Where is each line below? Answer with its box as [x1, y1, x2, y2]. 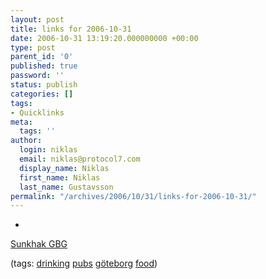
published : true [10, 61, 78, 71]
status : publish [10, 80, 78, 90]
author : [10, 136, 43, 146]
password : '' [10, 71, 65, 81]
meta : [10, 117, 33, 127]
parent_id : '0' [10, 52, 74, 62]
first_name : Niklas [19, 172, 101, 183]
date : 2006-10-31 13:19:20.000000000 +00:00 [10, 33, 199, 43]
